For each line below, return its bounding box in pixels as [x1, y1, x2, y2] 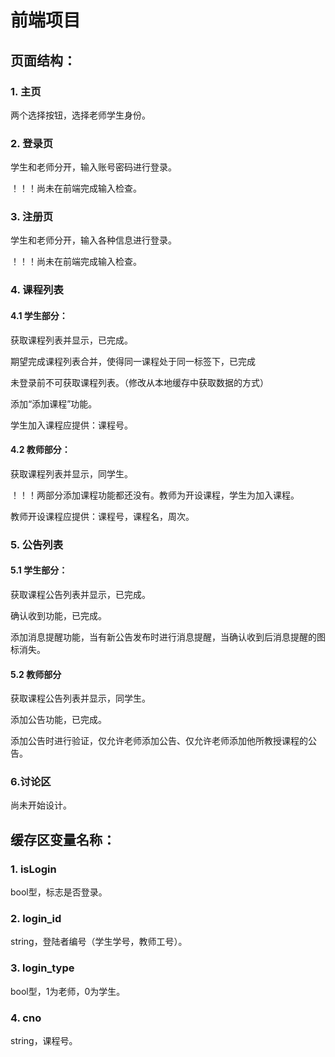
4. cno [10, 1011, 42, 1025]
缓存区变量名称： [10, 831, 116, 848]
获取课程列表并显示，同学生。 [10, 467, 133, 480]
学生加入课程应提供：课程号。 [10, 419, 133, 431]
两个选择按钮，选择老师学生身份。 [10, 109, 151, 121]
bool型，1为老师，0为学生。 [10, 985, 126, 997]
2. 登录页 [10, 136, 54, 150]
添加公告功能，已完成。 [10, 714, 107, 726]
